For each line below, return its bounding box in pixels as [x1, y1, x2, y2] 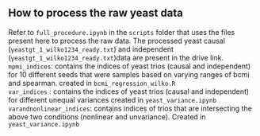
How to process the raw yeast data [8, 6, 184, 20]
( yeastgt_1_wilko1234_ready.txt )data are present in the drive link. [8, 52, 224, 62]
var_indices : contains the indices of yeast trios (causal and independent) [8, 87, 250, 96]
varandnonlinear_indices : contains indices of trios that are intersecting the [8, 103, 252, 113]
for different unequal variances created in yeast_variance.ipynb [8, 95, 216, 104]
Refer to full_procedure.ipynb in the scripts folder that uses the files [8, 27, 235, 37]
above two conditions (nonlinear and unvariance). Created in [8, 111, 206, 122]
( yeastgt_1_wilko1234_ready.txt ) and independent [8, 44, 174, 54]
